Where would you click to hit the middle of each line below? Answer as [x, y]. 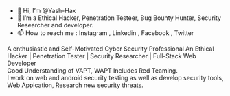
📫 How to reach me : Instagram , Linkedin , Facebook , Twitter [105, 33]
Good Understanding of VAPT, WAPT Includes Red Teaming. [93, 71]
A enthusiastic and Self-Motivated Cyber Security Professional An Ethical [111, 49]
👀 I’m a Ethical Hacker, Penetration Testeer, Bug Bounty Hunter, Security [119, 18]
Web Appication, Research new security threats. [76, 85]
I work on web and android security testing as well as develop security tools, [115, 78]
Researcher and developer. [55, 25]
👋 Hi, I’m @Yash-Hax [46, 11]
